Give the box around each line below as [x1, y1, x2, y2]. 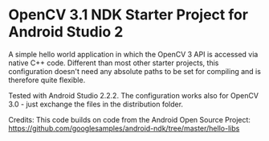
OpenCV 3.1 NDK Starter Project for [8, 6, 249, 24]
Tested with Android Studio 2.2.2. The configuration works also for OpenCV [8, 90, 259, 100]
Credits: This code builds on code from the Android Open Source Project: [8, 114, 251, 124]
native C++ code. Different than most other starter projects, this [8, 58, 219, 68]
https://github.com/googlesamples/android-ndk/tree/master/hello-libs [8, 123, 240, 133]
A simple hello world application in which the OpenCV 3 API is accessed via [8, 49, 259, 59]
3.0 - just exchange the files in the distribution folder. [8, 99, 183, 109]
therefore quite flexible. [8, 75, 86, 85]
